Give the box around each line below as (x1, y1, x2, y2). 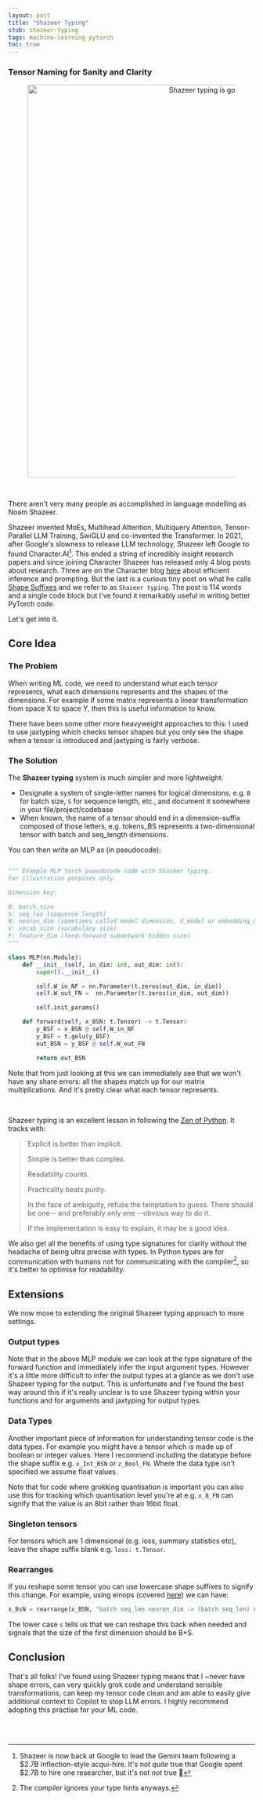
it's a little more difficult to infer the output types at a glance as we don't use (8, 1371, 254, 1381)
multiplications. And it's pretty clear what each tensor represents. (8, 1085, 219, 1094)
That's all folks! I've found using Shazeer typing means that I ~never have (8, 1671, 245, 1681)
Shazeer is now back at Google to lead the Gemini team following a (19, 1751, 236, 1760)
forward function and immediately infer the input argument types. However (8, 1363, 250, 1372)
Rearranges (8, 1564, 54, 1575)
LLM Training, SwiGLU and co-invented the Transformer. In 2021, (34, 531, 243, 540)
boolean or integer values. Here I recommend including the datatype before (8, 1450, 252, 1459)
